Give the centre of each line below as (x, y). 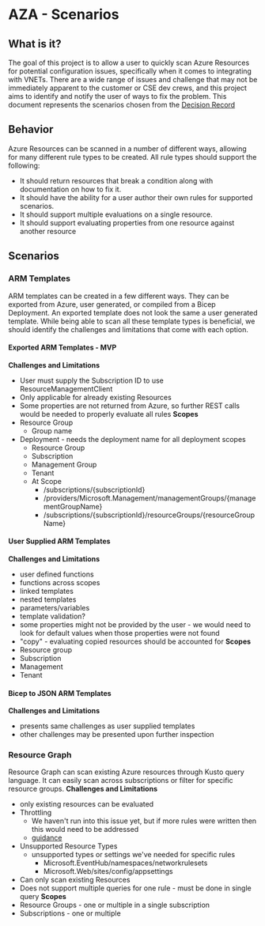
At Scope (46, 481)
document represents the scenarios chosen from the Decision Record (122, 105)
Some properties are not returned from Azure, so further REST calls (129, 406)
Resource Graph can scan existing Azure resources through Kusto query (127, 772)
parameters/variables (55, 607)
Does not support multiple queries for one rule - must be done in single (135, 888)
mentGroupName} (73, 506)
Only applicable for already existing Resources (95, 397)
